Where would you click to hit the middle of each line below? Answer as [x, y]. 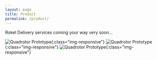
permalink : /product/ [27, 19]
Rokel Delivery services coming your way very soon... [59, 33]
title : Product [20, 14]
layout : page [18, 10]
